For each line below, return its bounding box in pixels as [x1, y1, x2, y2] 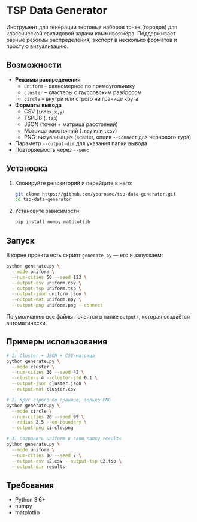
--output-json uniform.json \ [11, 291, 87, 297]
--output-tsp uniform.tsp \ [11, 286, 82, 292]
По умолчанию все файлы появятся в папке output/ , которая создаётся [6, 313, 190, 320]
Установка [6, 163, 48, 174]
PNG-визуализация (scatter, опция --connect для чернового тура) [23, 133, 192, 140]
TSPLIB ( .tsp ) [23, 114, 59, 121]
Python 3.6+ [14, 496, 46, 503]
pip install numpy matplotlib [14, 219, 91, 225]
